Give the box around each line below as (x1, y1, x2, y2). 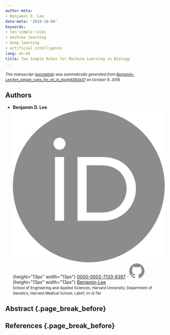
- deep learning (5, 41, 39, 46)
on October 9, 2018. (87, 77, 121, 82)
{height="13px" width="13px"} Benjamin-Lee (12, 279, 106, 285)
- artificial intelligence (5, 46, 62, 51)
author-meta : (5, 8, 33, 13)
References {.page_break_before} (5, 322, 115, 330)
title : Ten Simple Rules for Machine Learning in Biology (5, 56, 130, 61)
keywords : (5, 24, 26, 29)
